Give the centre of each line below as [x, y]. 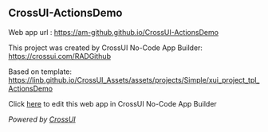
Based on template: [40, 72]
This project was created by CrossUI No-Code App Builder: [106, 48]
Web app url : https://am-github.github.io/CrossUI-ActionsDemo [114, 32]
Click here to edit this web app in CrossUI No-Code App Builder [112, 103]
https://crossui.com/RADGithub [60, 56]
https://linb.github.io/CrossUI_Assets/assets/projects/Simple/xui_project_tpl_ [134, 80]
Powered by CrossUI [42, 119]
